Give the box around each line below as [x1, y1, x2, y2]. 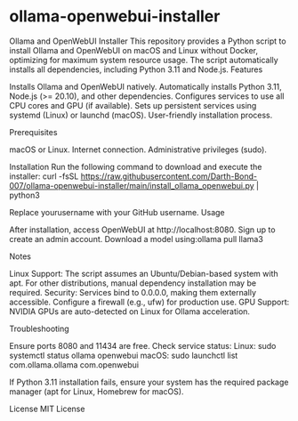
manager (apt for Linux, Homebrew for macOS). [9, 385, 184, 397]
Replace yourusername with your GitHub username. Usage [9, 206, 225, 217]
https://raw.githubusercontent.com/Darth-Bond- [80, 171, 258, 182]
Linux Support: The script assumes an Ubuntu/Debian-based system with [9, 268, 278, 279]
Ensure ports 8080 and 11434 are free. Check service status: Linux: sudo [9, 340, 277, 351]
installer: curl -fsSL [9, 171, 79, 182]
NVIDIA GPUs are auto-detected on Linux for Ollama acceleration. [9, 305, 251, 317]
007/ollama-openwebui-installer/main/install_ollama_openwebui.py [9, 180, 255, 190]
